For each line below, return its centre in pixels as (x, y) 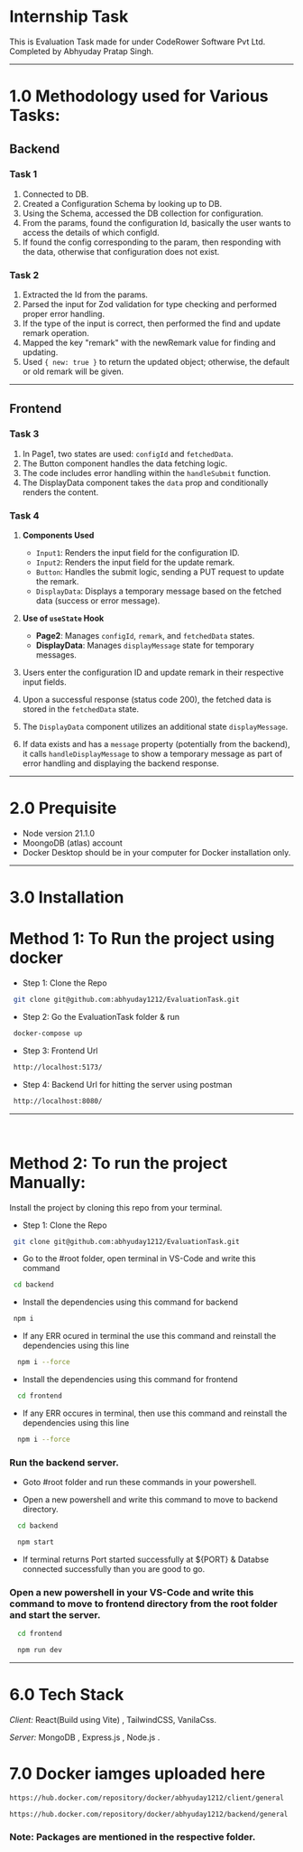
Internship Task (69, 17)
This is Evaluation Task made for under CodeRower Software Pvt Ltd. (138, 42)
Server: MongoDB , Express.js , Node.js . (85, 1737)
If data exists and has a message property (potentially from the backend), (156, 744)
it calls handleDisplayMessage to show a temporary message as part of (152, 754)
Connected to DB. (55, 194)
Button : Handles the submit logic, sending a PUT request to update (160, 572)
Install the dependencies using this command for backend (130, 1302)
